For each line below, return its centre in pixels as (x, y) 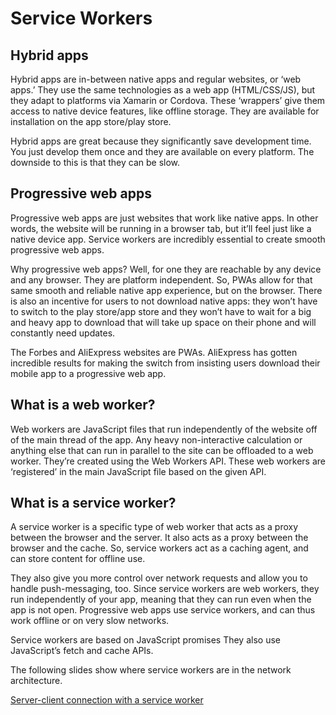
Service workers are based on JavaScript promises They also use (145, 640)
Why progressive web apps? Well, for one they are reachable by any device (166, 269)
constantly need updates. (63, 333)
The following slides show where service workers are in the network (151, 670)
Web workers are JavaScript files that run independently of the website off (164, 429)
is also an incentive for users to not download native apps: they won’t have (164, 301)
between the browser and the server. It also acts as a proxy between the (159, 538)
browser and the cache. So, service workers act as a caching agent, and (159, 548)
